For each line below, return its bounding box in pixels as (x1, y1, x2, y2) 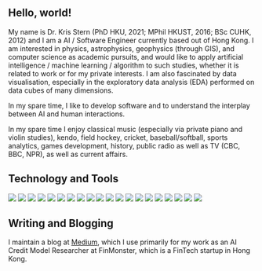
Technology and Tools (8, 172, 119, 185)
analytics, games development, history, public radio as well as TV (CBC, (8, 141, 241, 150)
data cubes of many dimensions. (8, 86, 114, 95)
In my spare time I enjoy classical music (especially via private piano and (8, 124, 243, 134)
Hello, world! (8, 6, 72, 20)
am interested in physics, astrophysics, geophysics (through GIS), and (8, 43, 235, 53)
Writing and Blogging (8, 217, 114, 230)
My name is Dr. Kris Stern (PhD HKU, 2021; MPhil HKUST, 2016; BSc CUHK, (8, 27, 252, 36)
